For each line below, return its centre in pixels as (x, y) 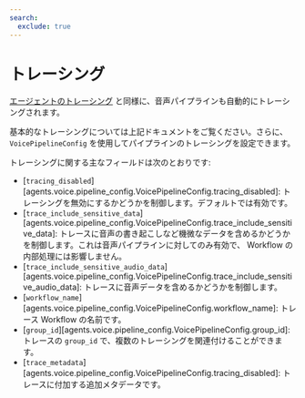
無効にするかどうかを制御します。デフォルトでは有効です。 (182, 203)
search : (24, 18)
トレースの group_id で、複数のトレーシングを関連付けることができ (148, 341)
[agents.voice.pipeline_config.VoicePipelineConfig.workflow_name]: (150, 308)
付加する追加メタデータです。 (110, 384)
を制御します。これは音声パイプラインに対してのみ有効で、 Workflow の (158, 245)
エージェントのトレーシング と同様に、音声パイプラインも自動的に (134, 101)
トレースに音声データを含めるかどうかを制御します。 (183, 287)
